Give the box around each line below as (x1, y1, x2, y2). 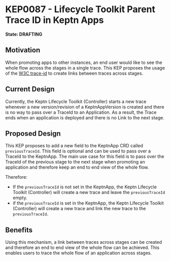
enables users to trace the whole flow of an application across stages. (5, 250, 152, 256)
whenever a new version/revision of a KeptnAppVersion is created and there (5, 104, 164, 110)
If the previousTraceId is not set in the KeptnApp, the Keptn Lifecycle (12, 184, 157, 190)
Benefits (5, 225, 33, 234)
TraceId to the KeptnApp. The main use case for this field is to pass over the (5, 153, 164, 159)
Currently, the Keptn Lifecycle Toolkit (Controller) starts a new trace (5, 98, 147, 105)
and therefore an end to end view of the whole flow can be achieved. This (5, 245, 160, 251)
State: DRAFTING (5, 31, 43, 37)
